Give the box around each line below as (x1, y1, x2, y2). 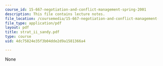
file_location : (5, 16, 36, 21)
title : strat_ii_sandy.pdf (5, 30, 60, 34)
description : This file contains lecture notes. (5, 12, 105, 16)
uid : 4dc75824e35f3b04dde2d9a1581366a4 (5, 39, 86, 44)
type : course (5, 34, 32, 39)
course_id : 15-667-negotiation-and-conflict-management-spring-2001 (5, 7, 147, 12)
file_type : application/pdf (5, 20, 62, 26)
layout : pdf (5, 25, 29, 30)
